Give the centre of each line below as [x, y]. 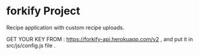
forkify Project [43, 11]
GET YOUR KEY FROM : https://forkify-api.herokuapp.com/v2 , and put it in [100, 39]
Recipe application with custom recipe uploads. [65, 27]
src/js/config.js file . [31, 45]
